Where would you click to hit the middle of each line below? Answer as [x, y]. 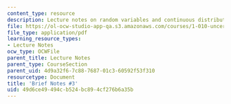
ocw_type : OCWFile [33, 52]
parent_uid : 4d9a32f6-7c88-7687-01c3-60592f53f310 [81, 70]
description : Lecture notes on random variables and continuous [101, 20]
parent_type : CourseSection [47, 64]
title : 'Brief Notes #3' [43, 83]
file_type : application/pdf [47, 32]
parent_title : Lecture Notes [49, 58]
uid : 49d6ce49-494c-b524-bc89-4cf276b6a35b [70, 90]
